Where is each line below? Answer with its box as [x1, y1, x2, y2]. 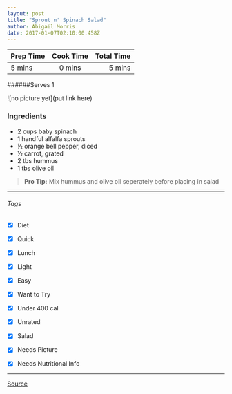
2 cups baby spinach [17, 127, 77, 135]
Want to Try [17, 290, 50, 299]
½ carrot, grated [17, 149, 64, 158]
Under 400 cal [17, 304, 59, 312]
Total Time [95, 51, 131, 61]
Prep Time [10, 51, 46, 61]
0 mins [59, 63, 81, 73]
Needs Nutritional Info [17, 359, 80, 368]
